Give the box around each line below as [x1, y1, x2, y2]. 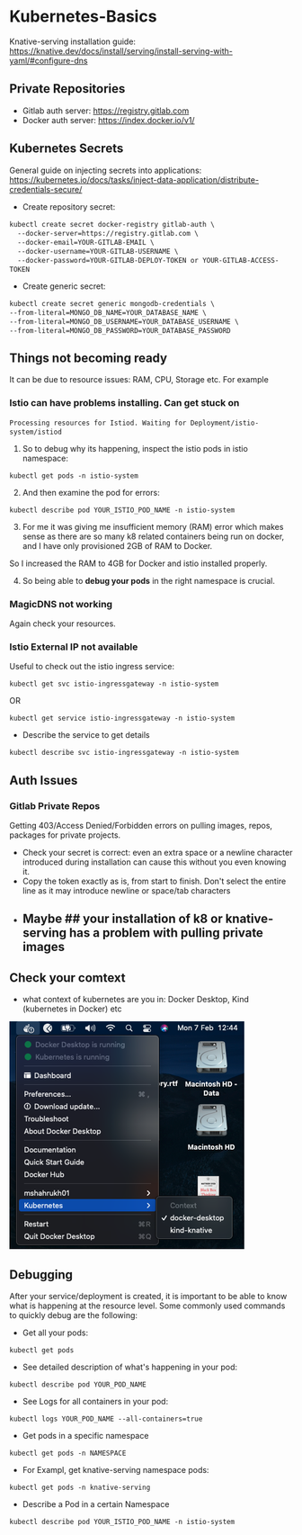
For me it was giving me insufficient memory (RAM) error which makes [22, 521, 284, 532]
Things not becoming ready [9, 350, 168, 365]
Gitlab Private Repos [9, 799, 101, 812]
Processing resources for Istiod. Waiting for [9, 418, 187, 427]
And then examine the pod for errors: [22, 487, 160, 498]
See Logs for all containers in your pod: [22, 1396, 169, 1406]
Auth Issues [9, 772, 78, 788]
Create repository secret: [22, 201, 116, 212]
